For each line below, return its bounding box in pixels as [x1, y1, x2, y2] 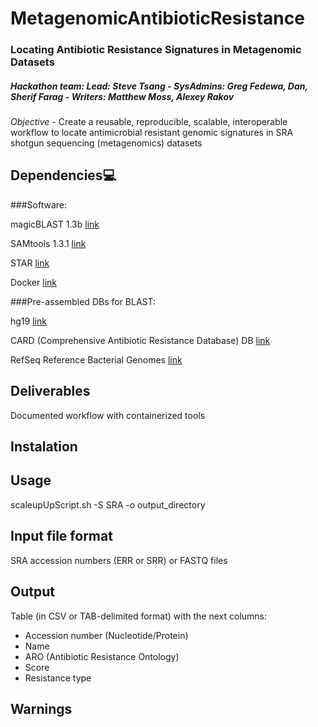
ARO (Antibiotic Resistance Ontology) [24, 650, 180, 662]
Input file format [10, 528, 113, 545]
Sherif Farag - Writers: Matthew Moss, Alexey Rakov [10, 90, 235, 102]
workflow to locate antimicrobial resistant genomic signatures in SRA [10, 127, 294, 139]
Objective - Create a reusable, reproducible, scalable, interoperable [10, 116, 288, 128]
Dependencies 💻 [10, 167, 117, 184]
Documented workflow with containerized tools [10, 409, 206, 421]
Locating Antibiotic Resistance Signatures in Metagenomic [10, 43, 302, 57]
